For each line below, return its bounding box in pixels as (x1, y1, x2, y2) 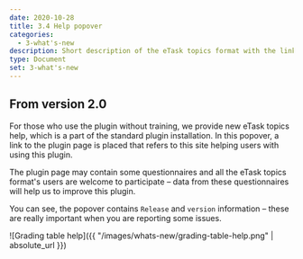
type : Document (9, 55, 67, 64)
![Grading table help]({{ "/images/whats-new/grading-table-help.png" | (9, 230, 274, 241)
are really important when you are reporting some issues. (9, 212, 223, 223)
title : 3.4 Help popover (9, 22, 103, 31)
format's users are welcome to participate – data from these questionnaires (9, 176, 289, 187)
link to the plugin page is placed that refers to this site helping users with (9, 139, 280, 150)
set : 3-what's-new (9, 64, 78, 73)
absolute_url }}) (9, 239, 68, 250)
